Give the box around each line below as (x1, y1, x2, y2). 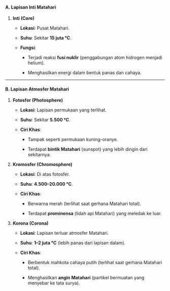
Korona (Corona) (12, 220, 49, 226)
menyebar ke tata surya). (27, 280, 80, 286)
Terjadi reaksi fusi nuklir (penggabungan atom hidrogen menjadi (27, 55, 163, 61)
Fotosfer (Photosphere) (12, 97, 63, 103)
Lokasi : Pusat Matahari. (20, 25, 70, 31)
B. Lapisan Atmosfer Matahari (5, 86, 69, 92)
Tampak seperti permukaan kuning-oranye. (27, 137, 118, 143)
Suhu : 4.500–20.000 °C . (20, 181, 73, 187)
